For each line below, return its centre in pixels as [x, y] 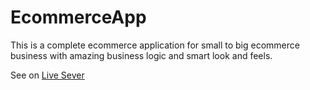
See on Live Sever [47, 75]
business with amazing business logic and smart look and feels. [141, 55]
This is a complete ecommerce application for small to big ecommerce [155, 45]
